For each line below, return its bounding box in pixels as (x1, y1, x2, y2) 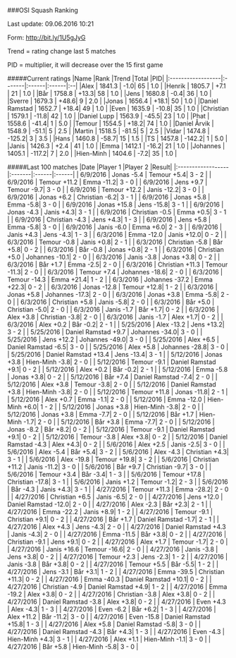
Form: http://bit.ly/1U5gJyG (7, 33, 86, 42)
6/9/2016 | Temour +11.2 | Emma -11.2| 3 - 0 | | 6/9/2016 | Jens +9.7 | (7, 178, 208, 186)
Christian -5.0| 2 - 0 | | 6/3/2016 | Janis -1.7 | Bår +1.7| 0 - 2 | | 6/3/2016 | (7, 305, 220, 313)
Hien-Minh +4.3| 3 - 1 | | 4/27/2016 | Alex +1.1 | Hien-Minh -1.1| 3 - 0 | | (7, 635, 211, 643)
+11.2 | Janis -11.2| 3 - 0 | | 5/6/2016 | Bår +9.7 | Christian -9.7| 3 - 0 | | (7, 463, 211, 471)
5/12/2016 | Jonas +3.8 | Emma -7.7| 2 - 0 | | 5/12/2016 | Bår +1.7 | (7, 410, 198, 418)
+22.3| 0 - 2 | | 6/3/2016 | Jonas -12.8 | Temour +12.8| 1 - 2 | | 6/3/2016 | (7, 283, 218, 291)
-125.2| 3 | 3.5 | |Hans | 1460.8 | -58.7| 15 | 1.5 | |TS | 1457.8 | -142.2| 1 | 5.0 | (7, 134, 228, 142)
